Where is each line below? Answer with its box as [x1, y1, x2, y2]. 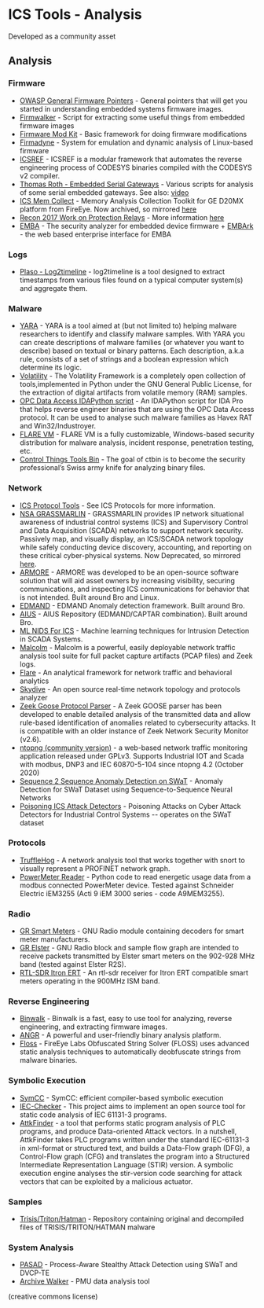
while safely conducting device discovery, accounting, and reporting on [19, 542, 252, 552]
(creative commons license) [8, 1291, 98, 1302]
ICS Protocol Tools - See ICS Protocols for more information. [19, 501, 216, 510]
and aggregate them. [19, 283, 88, 292]
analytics [19, 676, 49, 685]
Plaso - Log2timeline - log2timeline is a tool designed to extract [19, 266, 225, 276]
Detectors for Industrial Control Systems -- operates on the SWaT [19, 810, 232, 819]
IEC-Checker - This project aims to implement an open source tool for [19, 1101, 246, 1111]
